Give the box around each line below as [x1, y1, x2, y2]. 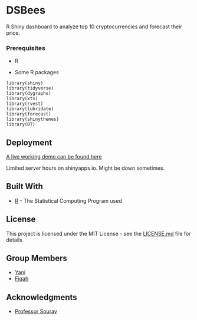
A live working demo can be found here [6, 153, 102, 160]
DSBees [6, 4, 46, 17]
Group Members [6, 253, 68, 263]
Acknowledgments [6, 292, 78, 302]
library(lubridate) [6, 106, 54, 112]
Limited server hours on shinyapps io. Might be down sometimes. [6, 164, 165, 171]
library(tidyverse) [6, 85, 54, 91]
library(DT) [6, 121, 35, 127]
